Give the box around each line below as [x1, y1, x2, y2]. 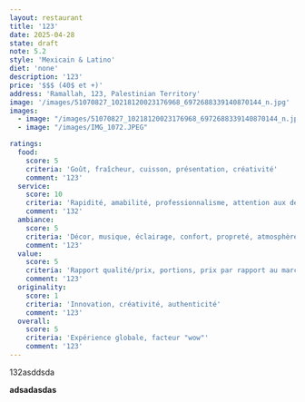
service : [17, 181, 51, 191]
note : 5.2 [9, 47, 47, 56]
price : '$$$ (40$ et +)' [9, 81, 103, 90]
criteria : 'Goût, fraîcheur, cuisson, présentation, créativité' [25, 164, 279, 173]
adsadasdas [9, 384, 57, 395]
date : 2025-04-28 [9, 30, 75, 39]
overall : [17, 317, 51, 326]
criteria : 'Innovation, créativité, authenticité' [25, 299, 221, 309]
